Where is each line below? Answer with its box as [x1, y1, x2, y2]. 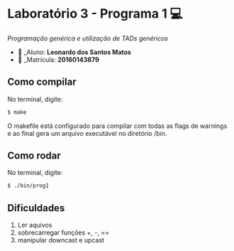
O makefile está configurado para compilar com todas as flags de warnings [7, 122, 228, 130]
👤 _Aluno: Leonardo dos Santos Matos [17, 48, 131, 56]
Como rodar [7, 150, 62, 162]
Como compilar [7, 76, 77, 88]
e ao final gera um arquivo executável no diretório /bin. [7, 129, 167, 137]
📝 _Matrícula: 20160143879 [17, 55, 99, 64]
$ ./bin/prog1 [7, 182, 50, 189]
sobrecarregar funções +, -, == [17, 228, 110, 237]
